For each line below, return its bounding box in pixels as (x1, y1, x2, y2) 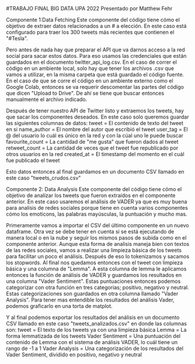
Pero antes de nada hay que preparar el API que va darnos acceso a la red (6, 46, 185, 53)
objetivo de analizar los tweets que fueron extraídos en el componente (6, 192, 176, 199)
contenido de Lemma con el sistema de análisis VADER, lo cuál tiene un (6, 339, 178, 345)
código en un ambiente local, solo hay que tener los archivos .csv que (6, 65, 175, 72)
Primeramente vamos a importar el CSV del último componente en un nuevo (6, 222, 189, 228)
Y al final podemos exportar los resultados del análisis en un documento (6, 314, 180, 321)
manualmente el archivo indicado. (6, 96, 88, 103)
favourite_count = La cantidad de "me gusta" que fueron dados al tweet (6, 138, 179, 145)
